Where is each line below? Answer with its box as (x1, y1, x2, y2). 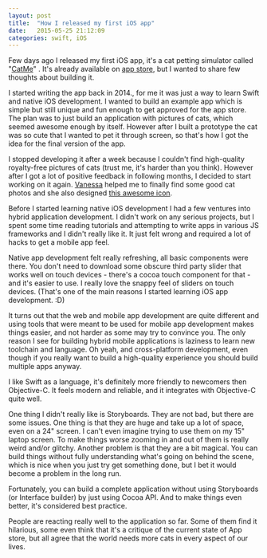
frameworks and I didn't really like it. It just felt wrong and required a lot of (8, 229, 251, 239)
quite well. (8, 394, 42, 403)
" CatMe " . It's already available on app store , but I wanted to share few (8, 65, 241, 74)
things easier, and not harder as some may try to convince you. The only (8, 328, 246, 337)
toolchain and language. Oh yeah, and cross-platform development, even (8, 344, 249, 355)
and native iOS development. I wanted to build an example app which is (8, 96, 243, 106)
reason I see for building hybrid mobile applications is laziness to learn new (8, 336, 255, 346)
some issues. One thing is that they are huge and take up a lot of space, (8, 418, 245, 427)
